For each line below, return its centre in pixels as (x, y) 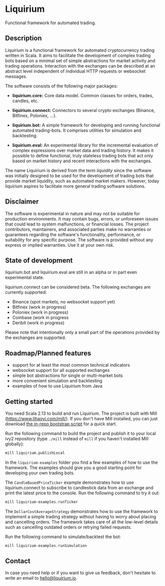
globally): (15, 444)
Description (23, 38)
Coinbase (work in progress (40, 318)
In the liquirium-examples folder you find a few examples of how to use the (82, 462)
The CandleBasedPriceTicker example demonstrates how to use (69, 482)
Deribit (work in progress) (38, 323)
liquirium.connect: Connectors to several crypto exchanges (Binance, (83, 110)
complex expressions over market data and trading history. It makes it (83, 150)
